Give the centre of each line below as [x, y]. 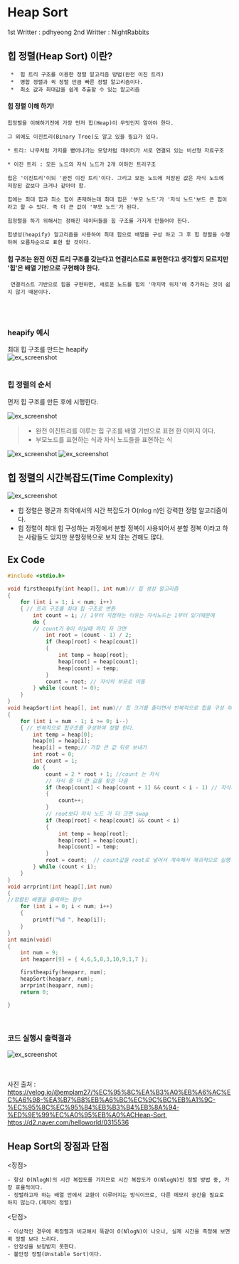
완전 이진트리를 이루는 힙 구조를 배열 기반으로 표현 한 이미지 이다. [125, 431]
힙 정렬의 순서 [30, 385]
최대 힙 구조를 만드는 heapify [48, 349]
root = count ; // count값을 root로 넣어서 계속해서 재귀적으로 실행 [138, 860]
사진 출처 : [22, 1084]
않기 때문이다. [33, 293]
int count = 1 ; [55, 761]
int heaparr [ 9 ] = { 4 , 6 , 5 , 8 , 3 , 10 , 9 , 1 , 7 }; [84, 959]
